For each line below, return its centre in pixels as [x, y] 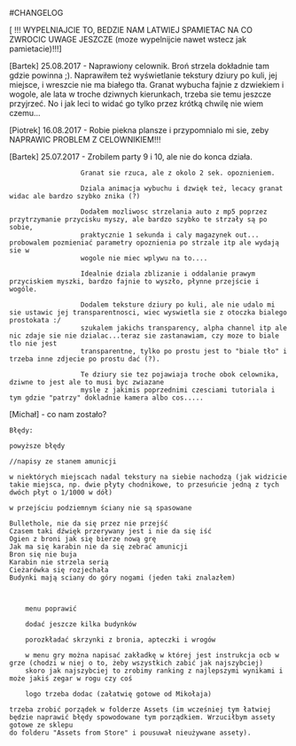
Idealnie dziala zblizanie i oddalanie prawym [167, 274]
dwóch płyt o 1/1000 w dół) [61, 493]
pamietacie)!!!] [35, 49]
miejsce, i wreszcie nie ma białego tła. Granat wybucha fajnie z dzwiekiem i [147, 85]
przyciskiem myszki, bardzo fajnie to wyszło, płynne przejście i [134, 282]
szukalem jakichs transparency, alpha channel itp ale [184, 328]
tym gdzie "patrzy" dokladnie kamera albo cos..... [106, 398]
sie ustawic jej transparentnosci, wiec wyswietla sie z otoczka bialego [148, 313]
